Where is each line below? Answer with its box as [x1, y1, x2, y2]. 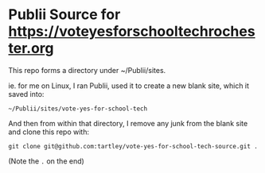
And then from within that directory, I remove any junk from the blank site [8, 118, 248, 128]
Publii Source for [8, 6, 121, 24]
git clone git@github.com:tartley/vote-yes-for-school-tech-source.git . [8, 142, 259, 150]
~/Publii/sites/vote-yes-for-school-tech [8, 105, 148, 113]
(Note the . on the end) [8, 156, 85, 166]
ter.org [8, 40, 54, 57]
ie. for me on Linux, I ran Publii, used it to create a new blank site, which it [8, 81, 249, 90]
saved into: [8, 89, 45, 98]
